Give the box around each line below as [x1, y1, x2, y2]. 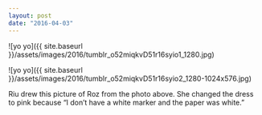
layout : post [8, 11, 52, 20]
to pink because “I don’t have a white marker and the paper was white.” [8, 97, 245, 107]
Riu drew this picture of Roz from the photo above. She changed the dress [8, 89, 254, 98]
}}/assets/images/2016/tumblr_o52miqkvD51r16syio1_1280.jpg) [8, 50, 215, 59]
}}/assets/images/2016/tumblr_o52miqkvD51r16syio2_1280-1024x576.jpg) [8, 73, 252, 83]
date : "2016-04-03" [8, 19, 74, 27]
